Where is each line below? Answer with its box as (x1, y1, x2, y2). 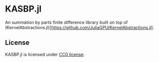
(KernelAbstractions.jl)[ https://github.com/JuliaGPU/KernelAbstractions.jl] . (5, 24, 155, 30)
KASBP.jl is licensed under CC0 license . (5, 51, 85, 57)
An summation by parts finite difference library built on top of (5, 19, 128, 25)
